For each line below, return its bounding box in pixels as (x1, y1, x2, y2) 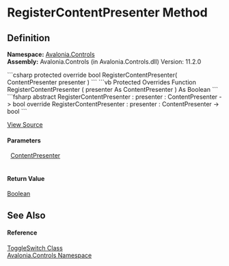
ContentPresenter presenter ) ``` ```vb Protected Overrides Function (7, 78, 196, 86)
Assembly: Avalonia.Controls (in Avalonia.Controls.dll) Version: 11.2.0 (7, 58, 202, 66)
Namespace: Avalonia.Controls (7, 50, 95, 58)
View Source (7, 121, 43, 128)
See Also (7, 209, 46, 221)
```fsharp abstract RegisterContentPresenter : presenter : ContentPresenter (7, 93, 217, 101)
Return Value (7, 174, 45, 182)
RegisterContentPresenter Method (7, 5, 208, 21)
